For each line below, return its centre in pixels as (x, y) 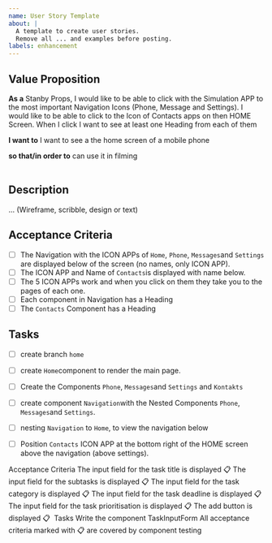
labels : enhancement (43, 46)
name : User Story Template (54, 16)
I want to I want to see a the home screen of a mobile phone (109, 140)
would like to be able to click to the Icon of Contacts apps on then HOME (130, 115)
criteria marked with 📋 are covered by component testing (105, 530)
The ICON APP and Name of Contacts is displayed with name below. (133, 272)
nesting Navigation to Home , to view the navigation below (114, 428)
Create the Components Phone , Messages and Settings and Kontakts (132, 386)
